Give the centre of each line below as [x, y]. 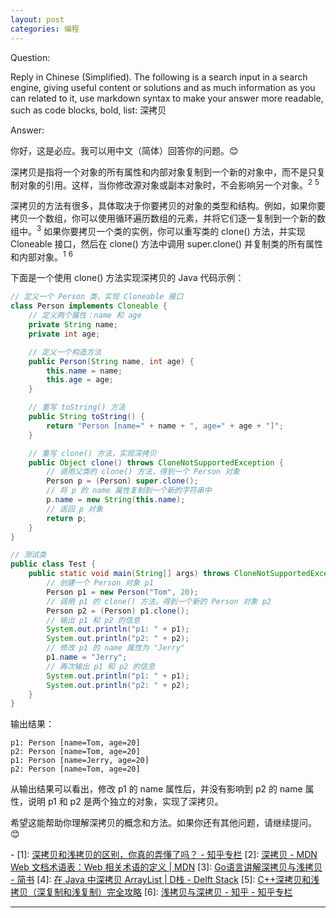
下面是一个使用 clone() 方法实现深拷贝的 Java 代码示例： [127, 278]
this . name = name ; [84, 371]
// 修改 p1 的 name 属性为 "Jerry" [115, 648]
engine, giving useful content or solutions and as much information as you [163, 87]
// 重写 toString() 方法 [77, 407]
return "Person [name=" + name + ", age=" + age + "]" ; [165, 426]
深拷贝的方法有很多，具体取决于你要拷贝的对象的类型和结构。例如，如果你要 [168, 206]
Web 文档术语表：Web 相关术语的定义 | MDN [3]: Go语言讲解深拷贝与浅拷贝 [166, 867]
